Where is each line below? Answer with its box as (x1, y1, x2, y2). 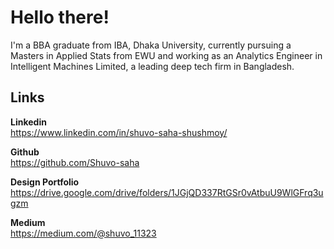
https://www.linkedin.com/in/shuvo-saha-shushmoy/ (10, 126, 228, 138)
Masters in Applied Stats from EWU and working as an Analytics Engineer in (10, 49, 323, 61)
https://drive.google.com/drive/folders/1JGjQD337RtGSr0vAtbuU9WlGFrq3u (10, 186, 324, 198)
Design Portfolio (10, 176, 80, 188)
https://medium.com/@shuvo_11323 (10, 227, 157, 239)
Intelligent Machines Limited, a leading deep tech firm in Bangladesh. (10, 60, 295, 72)
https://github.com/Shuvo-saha (10, 156, 140, 168)
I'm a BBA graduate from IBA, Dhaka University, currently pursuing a (10, 39, 292, 51)
